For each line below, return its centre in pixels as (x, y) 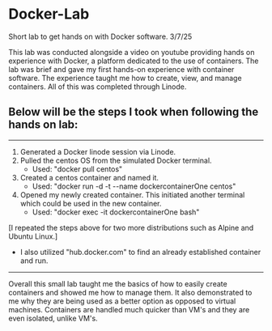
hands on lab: (43, 125)
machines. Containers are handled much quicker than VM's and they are (129, 309)
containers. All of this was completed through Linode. (98, 87)
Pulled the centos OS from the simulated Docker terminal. (116, 160)
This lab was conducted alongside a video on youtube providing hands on (132, 52)
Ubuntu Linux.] (33, 236)
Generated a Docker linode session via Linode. (98, 151)
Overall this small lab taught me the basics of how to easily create (118, 283)
